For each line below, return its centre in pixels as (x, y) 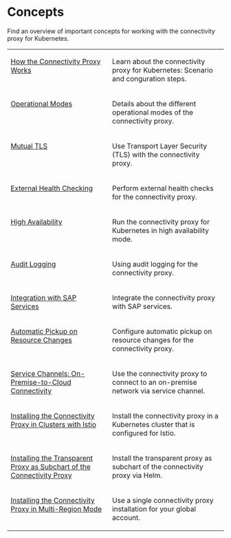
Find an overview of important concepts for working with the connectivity (111, 31)
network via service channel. (159, 390)
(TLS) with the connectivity (156, 155)
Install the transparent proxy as (162, 458)
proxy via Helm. (137, 475)
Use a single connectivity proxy (163, 500)
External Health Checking (52, 188)
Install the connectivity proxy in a (165, 416)
